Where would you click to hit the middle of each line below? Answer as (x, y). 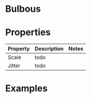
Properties (28, 33)
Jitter (14, 66)
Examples (26, 88)
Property (19, 49)
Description (49, 49)
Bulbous (23, 9)
